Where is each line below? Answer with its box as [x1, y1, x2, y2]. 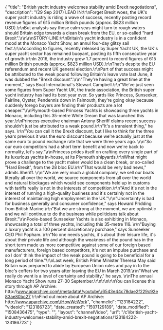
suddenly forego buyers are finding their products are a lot [5, 102, 123, 108]
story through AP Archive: [5, 283, 57, 289]
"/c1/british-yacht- [121, 309, 158, 315]
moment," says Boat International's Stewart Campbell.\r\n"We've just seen [5, 82, 154, 87]
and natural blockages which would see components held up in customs [5, 180, 150, 185]
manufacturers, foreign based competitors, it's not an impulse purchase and [5, 247, 158, 253]
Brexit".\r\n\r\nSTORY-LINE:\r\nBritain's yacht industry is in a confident [5, 35, 147, 41]
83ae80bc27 [5, 294, 31, 299]
